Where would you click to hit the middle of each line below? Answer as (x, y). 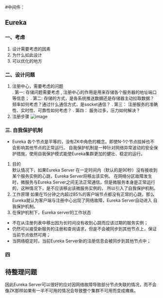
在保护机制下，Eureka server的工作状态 (51, 213)
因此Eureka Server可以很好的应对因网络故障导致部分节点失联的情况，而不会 (81, 284)
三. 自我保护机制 (24, 130)
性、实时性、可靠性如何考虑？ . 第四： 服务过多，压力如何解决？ (76, 110)
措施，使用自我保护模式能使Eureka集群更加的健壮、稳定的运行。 (81, 154)
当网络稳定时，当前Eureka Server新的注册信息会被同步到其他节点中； (81, 241)
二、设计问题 (20, 75)
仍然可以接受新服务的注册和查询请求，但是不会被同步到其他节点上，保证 (84, 229)
